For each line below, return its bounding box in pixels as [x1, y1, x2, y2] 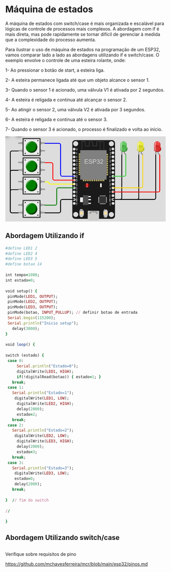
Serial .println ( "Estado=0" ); [16, 364, 79, 369]
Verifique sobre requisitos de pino [5, 551, 76, 557]
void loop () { [5, 342, 36, 347]
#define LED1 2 [5, 246, 38, 251]
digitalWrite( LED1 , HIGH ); [16, 369, 74, 374]
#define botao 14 [5, 262, 42, 267]
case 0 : [7, 358, 24, 364]
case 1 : [7, 385, 24, 390]
